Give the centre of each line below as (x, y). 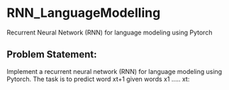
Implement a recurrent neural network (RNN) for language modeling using (114, 71)
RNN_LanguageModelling (84, 13)
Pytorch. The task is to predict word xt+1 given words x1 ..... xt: (98, 79)
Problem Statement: (52, 54)
